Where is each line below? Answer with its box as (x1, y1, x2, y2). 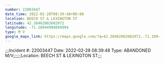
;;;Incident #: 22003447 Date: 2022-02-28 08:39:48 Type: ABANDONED (5, 47, 151, 53)
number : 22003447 (5, 7, 41, 12)
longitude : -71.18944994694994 (5, 25, 69, 30)
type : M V (5, 30, 25, 34)
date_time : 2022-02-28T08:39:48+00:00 (5, 12, 84, 16)
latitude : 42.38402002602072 (5, 20, 64, 26)
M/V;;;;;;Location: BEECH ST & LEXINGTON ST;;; (5, 52, 102, 58)
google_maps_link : (5, 34, 42, 39)
